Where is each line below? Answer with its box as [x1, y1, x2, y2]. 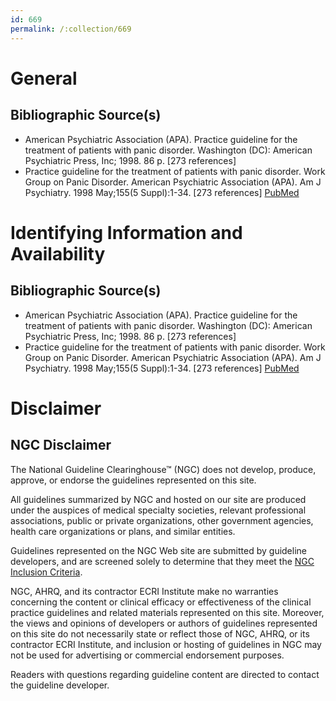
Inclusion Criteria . [10, 566, 83, 578]
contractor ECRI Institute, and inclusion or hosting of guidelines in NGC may [10, 638, 322, 650]
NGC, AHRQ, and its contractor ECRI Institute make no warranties [10, 585, 279, 597]
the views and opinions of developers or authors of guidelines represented [10, 617, 318, 629]
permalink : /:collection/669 [10, 24, 132, 34]
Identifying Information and [10, 221, 243, 244]
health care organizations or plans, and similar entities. [10, 525, 236, 537]
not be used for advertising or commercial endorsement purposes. [10, 649, 285, 661]
